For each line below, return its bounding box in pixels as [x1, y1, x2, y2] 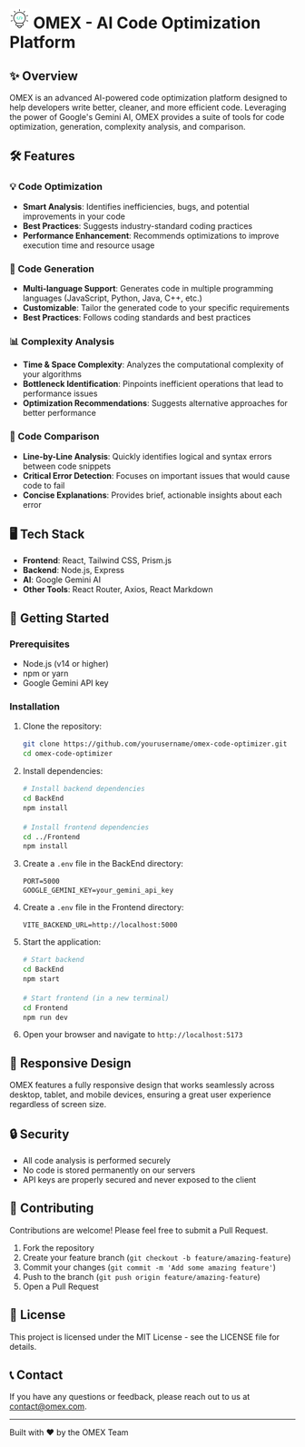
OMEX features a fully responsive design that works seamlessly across [9, 1080, 275, 1091]
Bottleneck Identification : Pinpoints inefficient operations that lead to [22, 379, 284, 390]
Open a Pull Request [22, 1281, 100, 1292]
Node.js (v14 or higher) [22, 659, 109, 669]
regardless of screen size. [9, 1099, 107, 1110]
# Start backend [22, 956, 84, 965]
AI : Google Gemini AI [22, 574, 102, 585]
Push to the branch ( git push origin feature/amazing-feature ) [22, 1271, 261, 1282]
